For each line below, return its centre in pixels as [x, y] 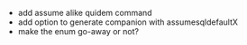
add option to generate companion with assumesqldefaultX [128, 22]
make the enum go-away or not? [78, 31]
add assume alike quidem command [85, 13]
